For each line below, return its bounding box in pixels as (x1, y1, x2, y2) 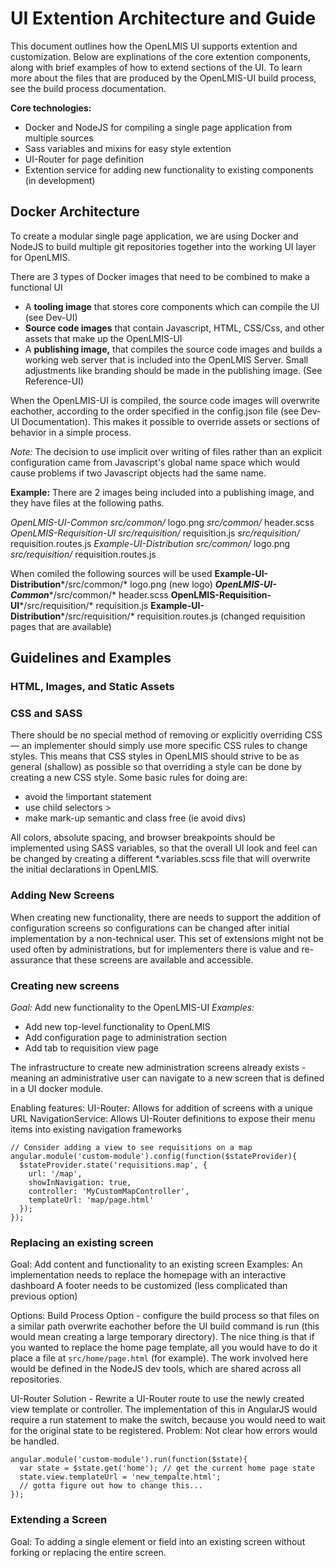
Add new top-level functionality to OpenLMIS (24, 1020, 211, 1032)
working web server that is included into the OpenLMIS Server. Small (24, 353, 309, 366)
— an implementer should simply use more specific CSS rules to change (10, 740, 308, 752)
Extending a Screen (10, 1513, 108, 1527)
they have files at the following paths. (10, 497, 165, 509)
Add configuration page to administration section (24, 1031, 227, 1043)
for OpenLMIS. (10, 251, 71, 263)
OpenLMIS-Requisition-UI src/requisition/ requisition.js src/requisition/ (10, 527, 300, 539)
